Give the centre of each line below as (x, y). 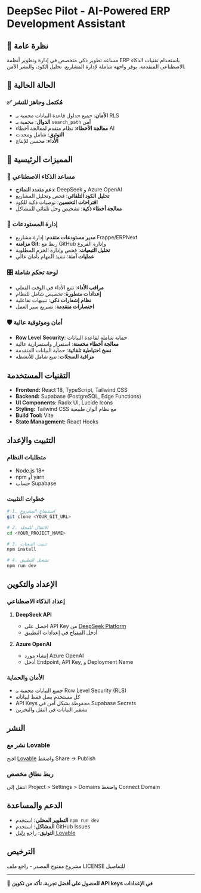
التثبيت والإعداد (31, 441)
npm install (21, 549)
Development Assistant (66, 24)
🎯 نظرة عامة (27, 46)
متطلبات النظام (27, 458)
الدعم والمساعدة (35, 806)
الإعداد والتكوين (32, 584)
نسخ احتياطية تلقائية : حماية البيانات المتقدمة (63, 351)
